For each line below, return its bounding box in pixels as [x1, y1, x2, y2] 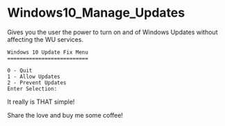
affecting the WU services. [7, 35, 84, 43]
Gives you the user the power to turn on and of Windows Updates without [7, 28, 218, 36]
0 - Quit [7, 67, 33, 74]
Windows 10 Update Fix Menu [7, 49, 89, 56]
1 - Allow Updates [7, 73, 60, 80]
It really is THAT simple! [7, 97, 75, 106]
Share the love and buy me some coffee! [7, 111, 124, 119]
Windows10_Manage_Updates [7, 5, 185, 21]
